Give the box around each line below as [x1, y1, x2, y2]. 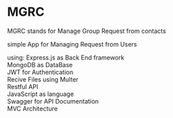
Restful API [7, 82, 39, 91]
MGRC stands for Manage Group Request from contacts [7, 27, 167, 35]
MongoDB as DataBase [7, 60, 73, 69]
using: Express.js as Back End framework [7, 53, 125, 62]
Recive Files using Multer [7, 75, 79, 83]
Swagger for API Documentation [7, 97, 99, 105]
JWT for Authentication [7, 68, 74, 76]
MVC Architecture [7, 104, 59, 113]
